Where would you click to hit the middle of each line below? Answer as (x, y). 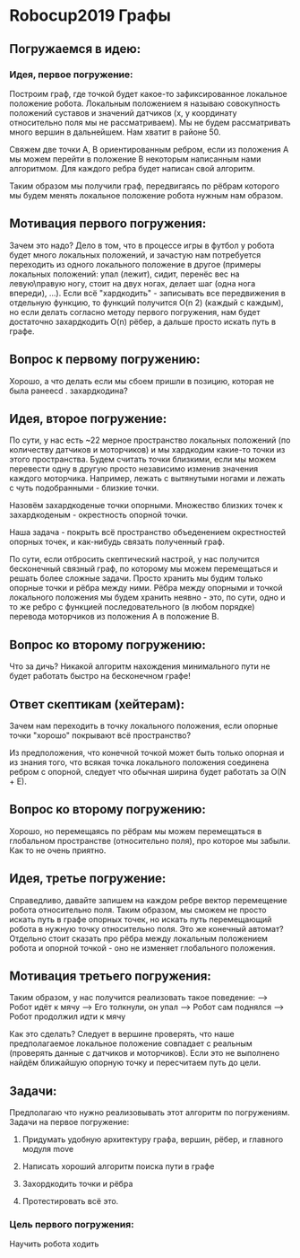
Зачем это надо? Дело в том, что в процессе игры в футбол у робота (142, 245)
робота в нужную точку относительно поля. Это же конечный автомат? (146, 928)
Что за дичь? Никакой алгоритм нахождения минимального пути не (140, 666)
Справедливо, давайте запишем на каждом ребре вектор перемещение (149, 900)
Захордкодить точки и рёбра (77, 1184)
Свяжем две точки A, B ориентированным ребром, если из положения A (149, 149)
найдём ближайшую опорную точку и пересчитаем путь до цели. (135, 1063)
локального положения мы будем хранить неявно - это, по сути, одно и (147, 597)
